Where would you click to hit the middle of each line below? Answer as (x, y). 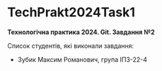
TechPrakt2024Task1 (71, 12)
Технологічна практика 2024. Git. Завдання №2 (81, 32)
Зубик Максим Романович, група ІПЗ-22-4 (82, 59)
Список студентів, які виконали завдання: (71, 45)
